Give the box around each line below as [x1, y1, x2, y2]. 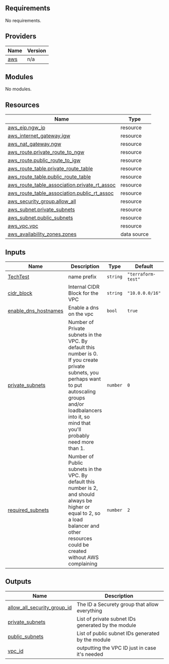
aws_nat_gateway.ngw [8, 141, 61, 148]
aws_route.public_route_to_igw [8, 157, 81, 164]
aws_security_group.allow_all [8, 198, 76, 205]
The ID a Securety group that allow [76, 600, 159, 607]
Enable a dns [68, 304, 99, 311]
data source [120, 231, 149, 238]
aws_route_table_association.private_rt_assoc [8, 182, 116, 189]
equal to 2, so [68, 510, 101, 517]
